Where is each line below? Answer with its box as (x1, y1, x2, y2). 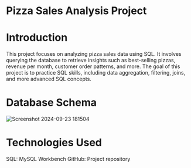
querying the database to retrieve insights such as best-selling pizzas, (6, 57, 176, 64)
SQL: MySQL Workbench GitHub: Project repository (6, 156, 131, 162)
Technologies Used (6, 136, 103, 149)
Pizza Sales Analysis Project (6, 4, 147, 18)
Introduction (6, 31, 68, 45)
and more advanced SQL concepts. (6, 75, 92, 83)
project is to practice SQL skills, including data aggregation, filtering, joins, (6, 69, 186, 76)
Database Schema (6, 96, 97, 109)
